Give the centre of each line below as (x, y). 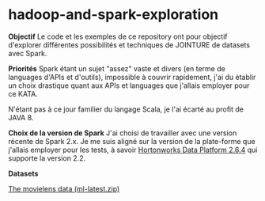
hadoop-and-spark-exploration (114, 15)
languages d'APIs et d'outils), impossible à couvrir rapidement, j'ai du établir (132, 77)
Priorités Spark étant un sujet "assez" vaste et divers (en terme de (117, 68)
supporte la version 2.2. (47, 158)
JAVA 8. (21, 117)
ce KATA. (23, 93)
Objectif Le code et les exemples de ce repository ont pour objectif (118, 36)
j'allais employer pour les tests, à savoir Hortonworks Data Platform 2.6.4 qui (133, 150)
